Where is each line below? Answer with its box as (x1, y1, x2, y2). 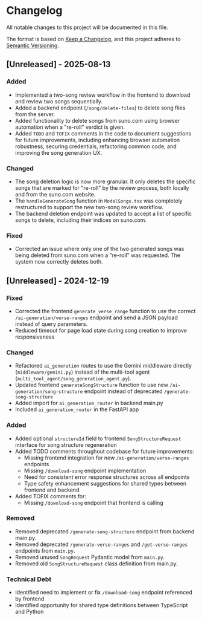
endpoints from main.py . (14, 547, 75, 554)
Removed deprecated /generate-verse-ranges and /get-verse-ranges (14, 541, 188, 548)
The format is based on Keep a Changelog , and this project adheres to (6, 35, 181, 42)
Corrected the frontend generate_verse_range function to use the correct (14, 307, 196, 314)
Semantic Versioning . (6, 42, 59, 49)
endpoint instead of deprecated (84, 388, 163, 395)
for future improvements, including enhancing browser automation (14, 136, 180, 143)
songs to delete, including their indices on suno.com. (14, 216, 147, 224)
